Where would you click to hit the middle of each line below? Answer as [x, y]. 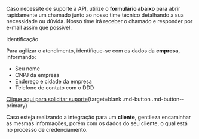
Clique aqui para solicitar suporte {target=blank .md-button [78, 99]
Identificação [22, 39]
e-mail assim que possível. [39, 27]
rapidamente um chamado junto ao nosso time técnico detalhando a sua [95, 15]
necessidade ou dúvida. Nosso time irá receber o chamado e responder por [99, 21]
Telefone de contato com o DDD [54, 88]
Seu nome [27, 69]
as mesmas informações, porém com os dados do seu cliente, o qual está [97, 123]
